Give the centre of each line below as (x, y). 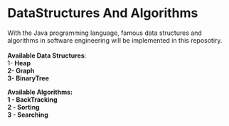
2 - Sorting (24, 107)
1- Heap (19, 63)
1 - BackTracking (33, 99)
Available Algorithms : (40, 92)
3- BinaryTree (28, 78)
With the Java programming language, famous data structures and (105, 33)
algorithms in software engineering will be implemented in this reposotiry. (115, 40)
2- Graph (21, 70)
